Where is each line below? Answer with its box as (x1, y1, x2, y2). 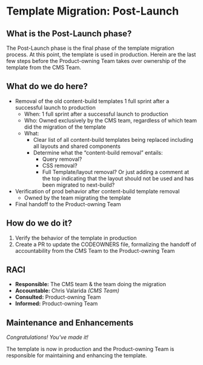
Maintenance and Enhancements (6, 317, 134, 328)
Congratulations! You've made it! (6, 333, 89, 341)
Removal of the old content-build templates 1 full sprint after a (15, 97, 170, 104)
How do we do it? (6, 218, 73, 229)
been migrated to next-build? (42, 181, 115, 189)
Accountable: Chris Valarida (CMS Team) (15, 287, 120, 295)
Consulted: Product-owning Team (15, 293, 101, 301)
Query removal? (42, 155, 82, 162)
